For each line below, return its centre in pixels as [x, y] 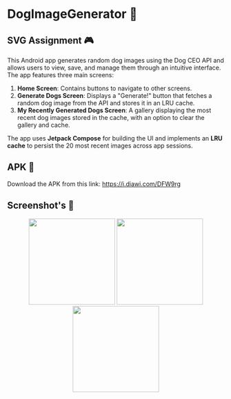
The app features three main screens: [61, 75]
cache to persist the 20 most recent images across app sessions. [100, 145]
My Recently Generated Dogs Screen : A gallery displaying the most [114, 110]
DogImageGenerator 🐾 [72, 14]
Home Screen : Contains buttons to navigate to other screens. [104, 88]
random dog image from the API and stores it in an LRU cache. [106, 103]
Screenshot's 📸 [41, 206]
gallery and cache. [43, 125]
